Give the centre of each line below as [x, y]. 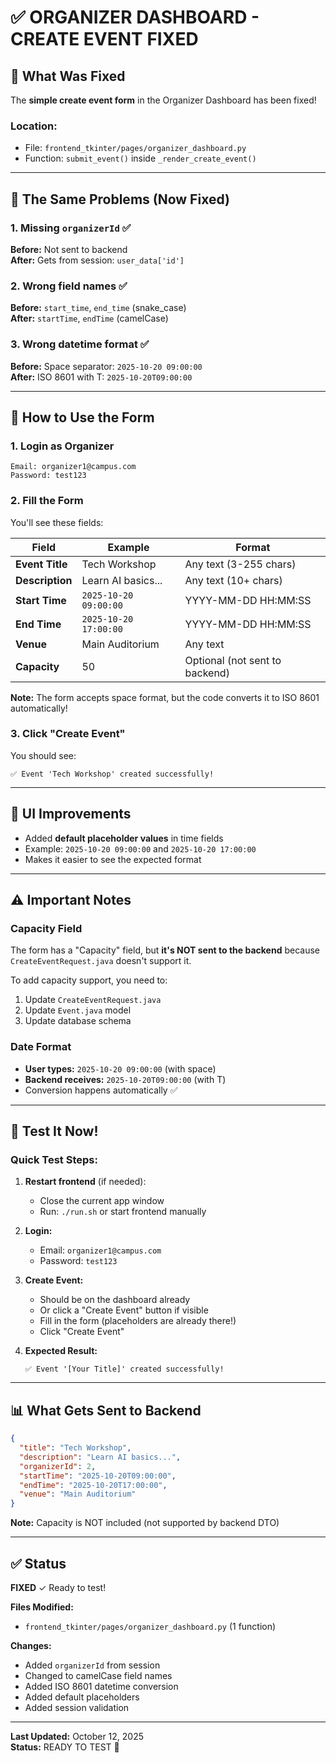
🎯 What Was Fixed [68, 76]
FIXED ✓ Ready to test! [58, 1587]
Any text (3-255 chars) [240, 564]
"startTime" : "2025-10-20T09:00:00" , [98, 1476]
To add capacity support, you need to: [89, 980]
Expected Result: [61, 1351]
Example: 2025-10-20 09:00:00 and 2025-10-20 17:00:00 [140, 848]
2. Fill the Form [47, 501]
